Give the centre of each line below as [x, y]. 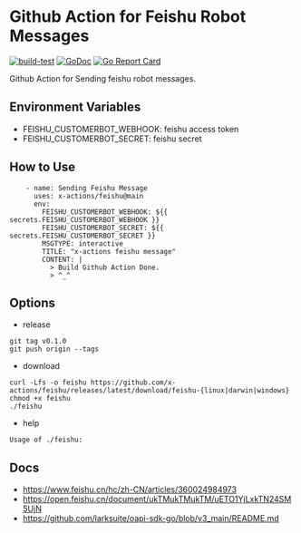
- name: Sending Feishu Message [87, 188]
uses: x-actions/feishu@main [88, 196]
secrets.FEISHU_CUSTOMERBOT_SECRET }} [83, 236]
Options [33, 302]
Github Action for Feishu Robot [128, 17]
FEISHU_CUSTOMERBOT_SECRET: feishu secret [112, 139]
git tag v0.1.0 [38, 342]
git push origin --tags [54, 349]
